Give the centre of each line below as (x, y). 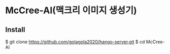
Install (15, 29)
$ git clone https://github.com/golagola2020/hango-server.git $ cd (75, 42)
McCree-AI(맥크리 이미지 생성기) (71, 10)
